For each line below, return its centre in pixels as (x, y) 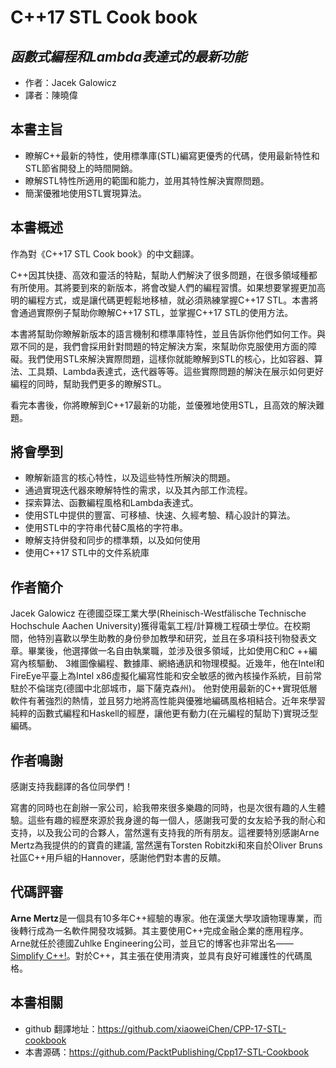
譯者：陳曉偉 (51, 95)
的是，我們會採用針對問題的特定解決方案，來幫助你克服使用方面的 (172, 346)
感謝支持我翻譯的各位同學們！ (71, 787)
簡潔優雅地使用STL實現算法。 (85, 193)
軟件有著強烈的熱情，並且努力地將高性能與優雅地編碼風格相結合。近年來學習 (168, 701)
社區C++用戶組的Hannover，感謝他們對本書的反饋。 (118, 858)
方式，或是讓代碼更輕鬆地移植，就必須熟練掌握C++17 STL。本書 (177, 300)
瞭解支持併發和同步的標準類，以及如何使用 (112, 540)
